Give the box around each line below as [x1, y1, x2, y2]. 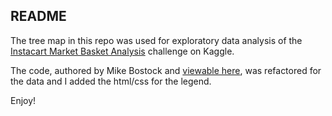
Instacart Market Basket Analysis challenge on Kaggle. [10, 45, 235, 57]
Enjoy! [10, 94, 37, 106]
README [10, 8, 67, 25]
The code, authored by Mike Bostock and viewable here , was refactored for [10, 64, 322, 76]
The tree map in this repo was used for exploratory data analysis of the [10, 34, 303, 46]
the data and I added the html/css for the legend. [10, 75, 212, 87]
